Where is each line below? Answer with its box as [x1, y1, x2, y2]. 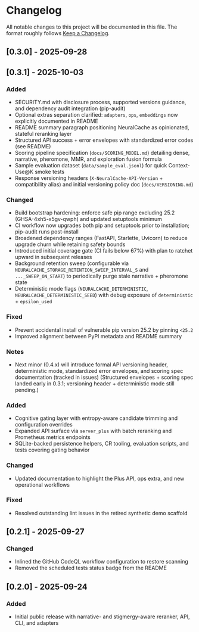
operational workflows [14, 481, 70, 488]
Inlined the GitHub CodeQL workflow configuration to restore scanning [14, 558, 189, 565]
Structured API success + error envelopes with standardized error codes [14, 136, 194, 144]
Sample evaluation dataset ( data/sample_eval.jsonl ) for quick [14, 162, 167, 169]
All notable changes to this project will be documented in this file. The [6, 23, 178, 30]
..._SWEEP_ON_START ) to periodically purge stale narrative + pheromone [14, 272, 189, 280]
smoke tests [35, 168, 64, 176]
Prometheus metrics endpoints [14, 434, 91, 441]
